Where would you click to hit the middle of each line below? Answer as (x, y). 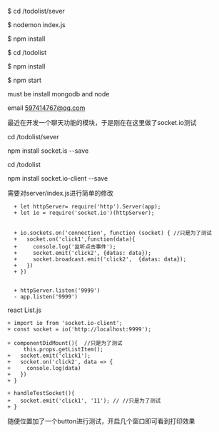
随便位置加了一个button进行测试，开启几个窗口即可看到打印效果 (101, 421)
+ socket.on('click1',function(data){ (75, 239)
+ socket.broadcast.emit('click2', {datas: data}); (100, 259)
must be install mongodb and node (58, 94)
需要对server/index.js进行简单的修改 (61, 193)
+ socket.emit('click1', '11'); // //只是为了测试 (84, 401)
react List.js (24, 310)
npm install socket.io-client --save (58, 178)
